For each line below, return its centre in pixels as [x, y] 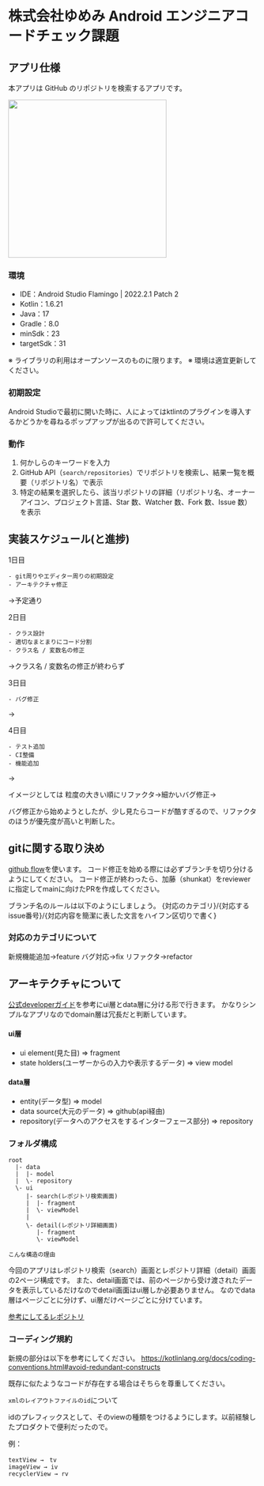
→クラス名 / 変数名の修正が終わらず [66, 666]
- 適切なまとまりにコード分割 [50, 642]
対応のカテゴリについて [53, 937]
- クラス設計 [26, 633]
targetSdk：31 [43, 344]
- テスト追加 [26, 747]
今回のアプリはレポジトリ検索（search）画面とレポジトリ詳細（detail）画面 [132, 1270]
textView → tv [32, 1460]
